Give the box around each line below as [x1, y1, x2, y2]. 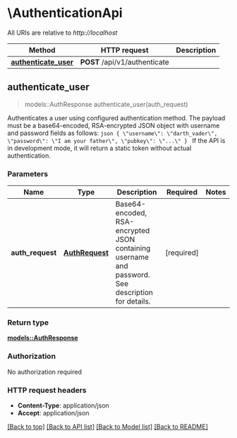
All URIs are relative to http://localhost [7, 28, 118, 37]
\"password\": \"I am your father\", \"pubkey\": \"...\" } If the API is [7, 136, 226, 144]
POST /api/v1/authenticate [80, 57, 169, 67]
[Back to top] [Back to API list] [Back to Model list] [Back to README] [7, 422, 208, 431]
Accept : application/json [17, 408, 90, 417]
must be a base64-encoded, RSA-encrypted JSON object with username [7, 121, 220, 129]
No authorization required [7, 367, 83, 376]
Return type [7, 317, 49, 327]
